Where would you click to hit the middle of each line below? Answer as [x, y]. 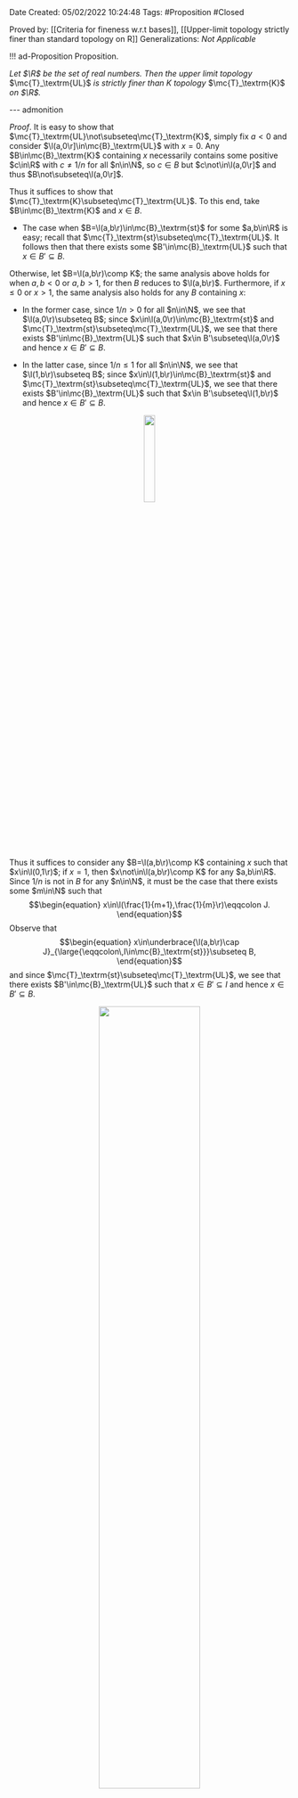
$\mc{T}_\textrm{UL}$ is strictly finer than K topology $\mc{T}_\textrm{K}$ [147, 83]
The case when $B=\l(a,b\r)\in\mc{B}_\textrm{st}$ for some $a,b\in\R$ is [155, 228]
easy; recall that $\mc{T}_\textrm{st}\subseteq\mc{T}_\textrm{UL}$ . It [150, 237]
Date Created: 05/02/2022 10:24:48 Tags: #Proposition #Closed [127, 12]
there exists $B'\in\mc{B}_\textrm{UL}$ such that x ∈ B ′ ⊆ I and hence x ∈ [147, 984]
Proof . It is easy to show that [61, 127]
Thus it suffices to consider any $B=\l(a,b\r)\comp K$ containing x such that [149, 862]
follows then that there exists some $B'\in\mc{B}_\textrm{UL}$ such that [154, 246]
